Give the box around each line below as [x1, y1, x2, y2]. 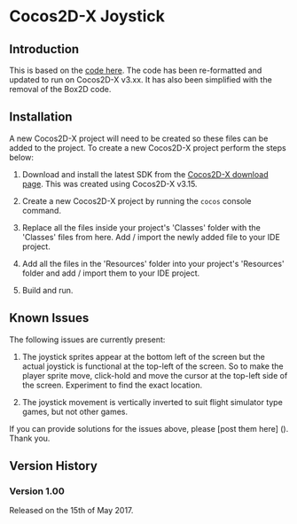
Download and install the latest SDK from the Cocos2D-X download [21, 168, 269, 179]
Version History [9, 458, 98, 473]
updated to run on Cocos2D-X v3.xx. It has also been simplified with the [9, 74, 272, 85]
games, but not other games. [21, 406, 129, 417]
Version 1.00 [9, 485, 65, 497]
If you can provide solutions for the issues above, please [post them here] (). [9, 423, 289, 434]
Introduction [9, 42, 80, 57]
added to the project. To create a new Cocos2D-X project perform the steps [9, 142, 286, 153]
